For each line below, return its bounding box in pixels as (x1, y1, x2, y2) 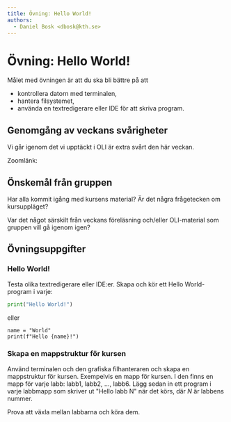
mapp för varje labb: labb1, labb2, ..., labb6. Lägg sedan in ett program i (7, 380, 212, 388)
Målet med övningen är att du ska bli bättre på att (7, 76, 148, 84)
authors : (7, 17, 33, 24)
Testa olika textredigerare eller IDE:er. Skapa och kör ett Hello (7, 279, 184, 289)
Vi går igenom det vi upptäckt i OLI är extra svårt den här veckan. (7, 143, 195, 152)
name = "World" (7, 327, 51, 334)
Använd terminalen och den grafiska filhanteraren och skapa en (7, 364, 190, 373)
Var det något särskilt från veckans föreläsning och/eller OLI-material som (7, 216, 219, 224)
